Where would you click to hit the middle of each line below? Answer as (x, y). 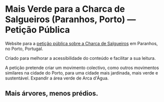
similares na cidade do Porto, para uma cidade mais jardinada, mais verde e (82, 73)
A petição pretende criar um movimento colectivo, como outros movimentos (82, 68)
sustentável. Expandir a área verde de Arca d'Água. (57, 78)
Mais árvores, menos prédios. (52, 93)
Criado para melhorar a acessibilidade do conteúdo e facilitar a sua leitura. (81, 58)
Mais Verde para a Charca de (65, 9)
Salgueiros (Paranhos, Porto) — (70, 19)
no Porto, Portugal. (24, 49)
